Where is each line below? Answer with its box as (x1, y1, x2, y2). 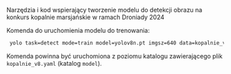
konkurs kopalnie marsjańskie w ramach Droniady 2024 (6, 13, 165, 21)
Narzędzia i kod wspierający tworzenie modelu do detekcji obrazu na (6, 6, 203, 14)
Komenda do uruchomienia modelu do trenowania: (6, 27, 150, 34)
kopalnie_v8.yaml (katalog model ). (6, 59, 102, 67)
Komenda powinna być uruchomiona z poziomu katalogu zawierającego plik (6, 51, 223, 60)
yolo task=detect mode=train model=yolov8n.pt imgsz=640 (9, 40, 177, 47)
